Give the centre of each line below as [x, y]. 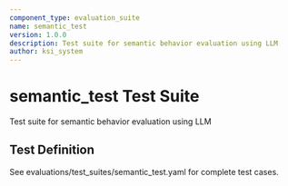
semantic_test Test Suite [104, 97]
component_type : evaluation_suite [75, 18]
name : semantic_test [49, 26]
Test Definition [52, 150]
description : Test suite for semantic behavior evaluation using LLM [144, 43]
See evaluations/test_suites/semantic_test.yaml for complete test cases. [144, 171]
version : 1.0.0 [38, 34]
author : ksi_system [46, 52]
